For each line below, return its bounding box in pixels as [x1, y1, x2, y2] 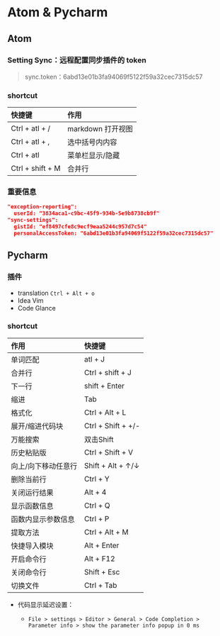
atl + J [83, 354, 105, 364]
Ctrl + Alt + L [83, 407, 127, 417]
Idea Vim [17, 296, 44, 305]
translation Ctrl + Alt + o [17, 289, 95, 297]
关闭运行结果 [11, 487, 54, 497]
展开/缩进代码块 [11, 421, 64, 431]
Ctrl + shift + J [83, 367, 132, 377]
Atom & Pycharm [7, 4, 108, 21]
